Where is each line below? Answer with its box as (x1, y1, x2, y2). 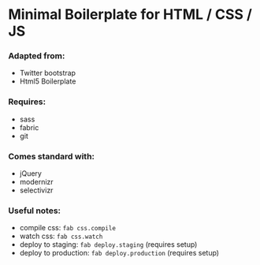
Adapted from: (8, 50, 65, 62)
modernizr (19, 177, 54, 187)
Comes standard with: (8, 151, 95, 162)
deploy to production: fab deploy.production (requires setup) (19, 248, 219, 258)
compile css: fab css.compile (19, 223, 117, 233)
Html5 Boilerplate (19, 77, 76, 86)
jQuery (19, 169, 42, 178)
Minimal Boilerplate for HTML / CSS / (8, 6, 252, 24)
